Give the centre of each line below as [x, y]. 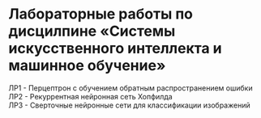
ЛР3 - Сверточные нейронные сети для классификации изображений [129, 105]
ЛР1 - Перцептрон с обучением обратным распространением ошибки [130, 88]
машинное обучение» [87, 66]
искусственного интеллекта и [115, 48]
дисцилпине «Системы [92, 31]
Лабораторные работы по [101, 14]
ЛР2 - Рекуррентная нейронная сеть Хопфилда [90, 96]
